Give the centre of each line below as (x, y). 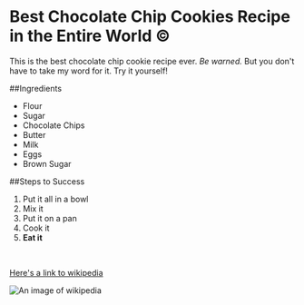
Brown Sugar (47, 163)
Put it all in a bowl (55, 199)
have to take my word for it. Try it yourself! (88, 71)
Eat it (32, 237)
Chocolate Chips (54, 125)
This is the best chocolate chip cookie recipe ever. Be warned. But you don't (152, 61)
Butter (34, 134)
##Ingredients (35, 88)
